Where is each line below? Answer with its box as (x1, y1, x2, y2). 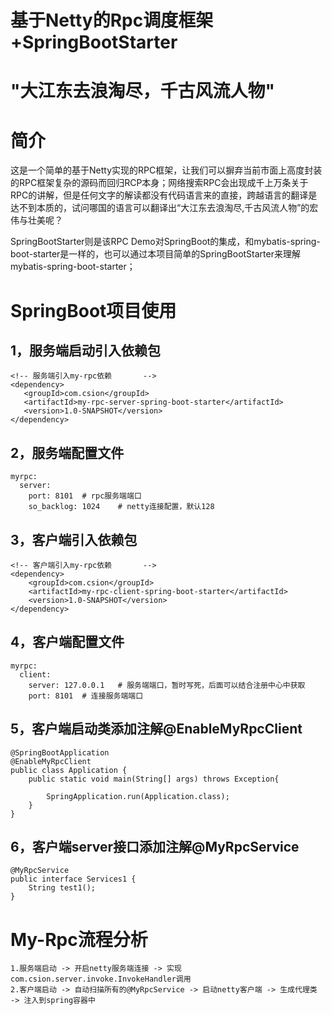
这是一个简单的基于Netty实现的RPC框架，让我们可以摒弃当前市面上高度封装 (10, 164, 323, 176)
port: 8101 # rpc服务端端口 (28, 491, 142, 501)
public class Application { (10, 765, 128, 775)
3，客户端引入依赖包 (10, 531, 138, 548)
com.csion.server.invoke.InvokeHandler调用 (10, 974, 192, 985)
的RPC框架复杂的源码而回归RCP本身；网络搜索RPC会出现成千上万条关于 (10, 177, 309, 189)
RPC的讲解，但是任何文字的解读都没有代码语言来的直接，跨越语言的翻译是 (10, 189, 318, 201)
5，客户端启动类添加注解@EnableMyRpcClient (10, 721, 303, 738)
